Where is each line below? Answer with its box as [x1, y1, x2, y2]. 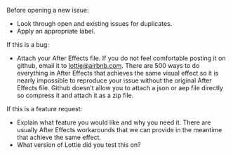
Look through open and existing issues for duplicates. [16, 20, 173, 27]
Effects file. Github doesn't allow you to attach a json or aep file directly [16, 84, 224, 92]
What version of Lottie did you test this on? [16, 141, 141, 149]
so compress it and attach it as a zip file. [16, 91, 134, 99]
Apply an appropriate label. [16, 27, 95, 35]
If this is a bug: [6, 41, 50, 48]
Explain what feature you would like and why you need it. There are [16, 118, 211, 127]
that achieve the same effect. [16, 133, 102, 141]
